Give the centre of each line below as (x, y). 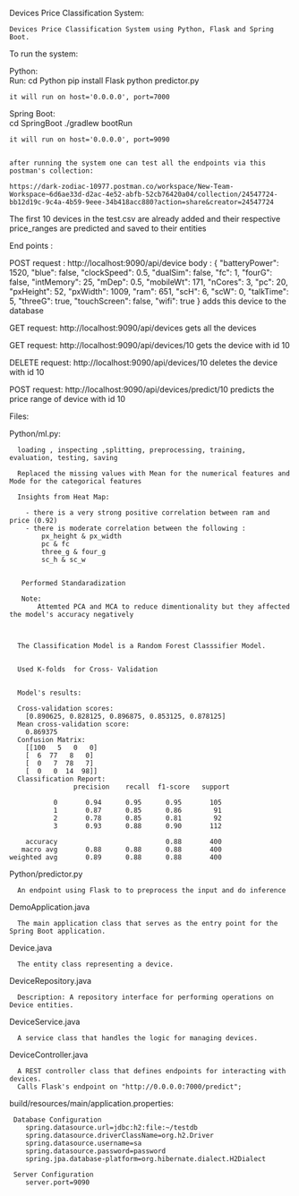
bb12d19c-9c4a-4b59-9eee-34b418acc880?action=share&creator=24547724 (142, 202)
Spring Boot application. (57, 931)
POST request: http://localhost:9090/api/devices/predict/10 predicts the (142, 389)
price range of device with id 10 (67, 399)
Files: (19, 416)
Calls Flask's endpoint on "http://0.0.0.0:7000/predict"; (130, 1087)
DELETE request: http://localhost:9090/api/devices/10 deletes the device (144, 363)
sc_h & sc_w (64, 560)
